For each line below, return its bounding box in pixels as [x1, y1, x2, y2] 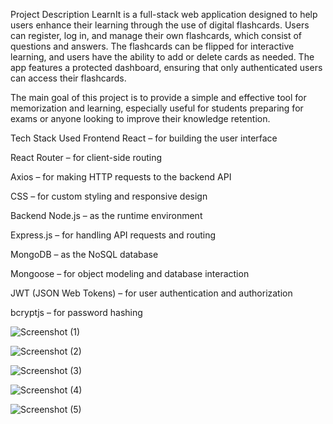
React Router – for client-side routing [10, 152, 163, 163]
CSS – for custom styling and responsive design [10, 190, 208, 202]
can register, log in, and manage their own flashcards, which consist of [10, 30, 303, 41]
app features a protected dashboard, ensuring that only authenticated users [10, 62, 323, 73]
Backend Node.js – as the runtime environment [10, 210, 203, 221]
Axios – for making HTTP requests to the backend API [10, 171, 232, 183]
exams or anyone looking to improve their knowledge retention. [10, 113, 271, 124]
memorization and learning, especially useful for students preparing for [10, 102, 304, 114]
